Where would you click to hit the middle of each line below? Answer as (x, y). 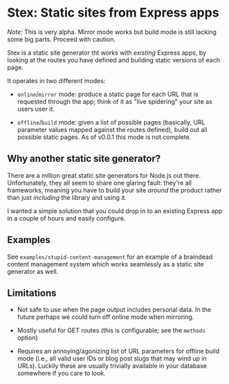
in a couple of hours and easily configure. (66, 218)
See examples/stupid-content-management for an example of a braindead (110, 257)
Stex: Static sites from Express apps (113, 13)
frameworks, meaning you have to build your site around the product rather (114, 190)
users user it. (36, 109)
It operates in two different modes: (56, 80)
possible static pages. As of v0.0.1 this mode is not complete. (104, 137)
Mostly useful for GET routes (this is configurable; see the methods (111, 331)
